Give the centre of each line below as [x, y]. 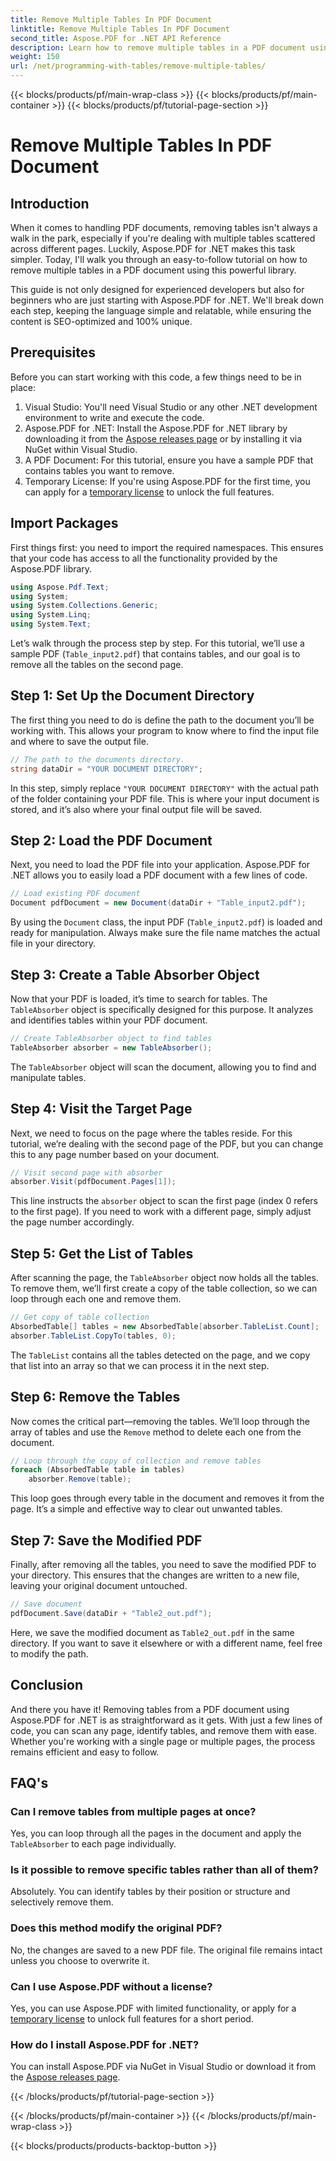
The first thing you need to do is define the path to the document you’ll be [162, 720]
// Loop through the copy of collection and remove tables [136, 1461]
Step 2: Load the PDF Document [111, 840]
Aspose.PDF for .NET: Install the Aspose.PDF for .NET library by [156, 428]
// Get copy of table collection [80, 1317]
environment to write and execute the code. [114, 417]
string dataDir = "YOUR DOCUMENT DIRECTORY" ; [106, 769]
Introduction [50, 203]
